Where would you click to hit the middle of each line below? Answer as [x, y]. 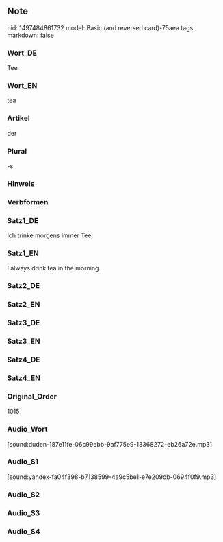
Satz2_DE [23, 286]
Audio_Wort [27, 429]
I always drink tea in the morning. [54, 268]
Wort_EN [22, 86]
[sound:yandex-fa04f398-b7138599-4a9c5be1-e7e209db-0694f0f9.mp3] [112, 477]
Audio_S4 [24, 531]
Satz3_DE [24, 323]
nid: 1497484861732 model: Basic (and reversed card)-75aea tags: [101, 27]
